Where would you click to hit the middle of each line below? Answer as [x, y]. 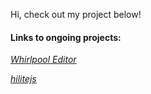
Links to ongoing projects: [66, 37]
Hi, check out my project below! [76, 14]
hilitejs [23, 79]
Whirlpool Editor [43, 60]
